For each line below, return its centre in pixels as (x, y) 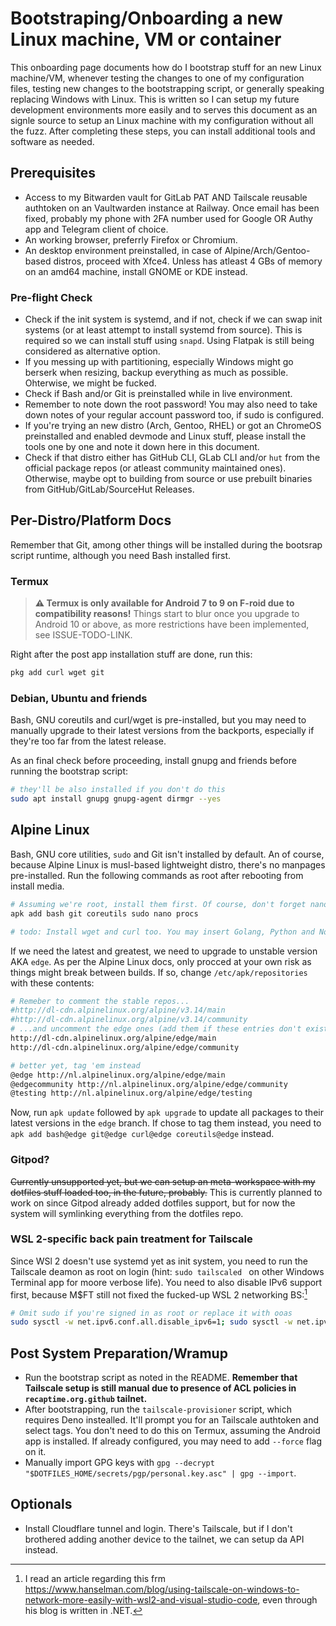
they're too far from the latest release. (88, 741)
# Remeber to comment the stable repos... (100, 1001)
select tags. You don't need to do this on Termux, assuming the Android (172, 1431)
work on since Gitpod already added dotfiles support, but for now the (153, 1203)
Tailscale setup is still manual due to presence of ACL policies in (160, 1388)
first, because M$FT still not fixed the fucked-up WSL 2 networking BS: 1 (159, 1294)
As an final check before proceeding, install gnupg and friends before (153, 761)
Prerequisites (53, 173)
